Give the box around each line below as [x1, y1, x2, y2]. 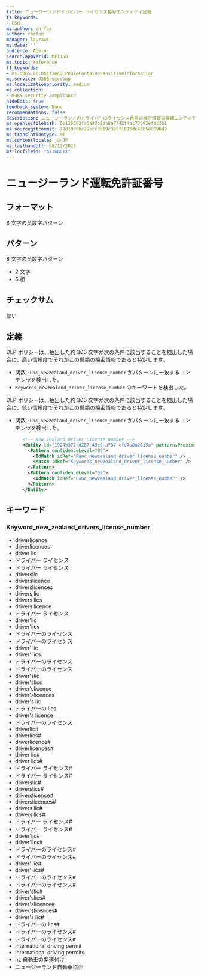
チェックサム [6, 295, 54, 305]
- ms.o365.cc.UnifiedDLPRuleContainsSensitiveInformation [6, 70, 154, 76]
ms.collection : [6, 87, 44, 93]
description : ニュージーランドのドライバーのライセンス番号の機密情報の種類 [6, 115, 175, 121]
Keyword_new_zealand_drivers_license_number [6, 523, 151, 531]
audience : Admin [6, 48, 47, 54]
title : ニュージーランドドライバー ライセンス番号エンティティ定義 [6, 8, 152, 15]
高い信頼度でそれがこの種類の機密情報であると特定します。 [22, 356, 169, 363]
